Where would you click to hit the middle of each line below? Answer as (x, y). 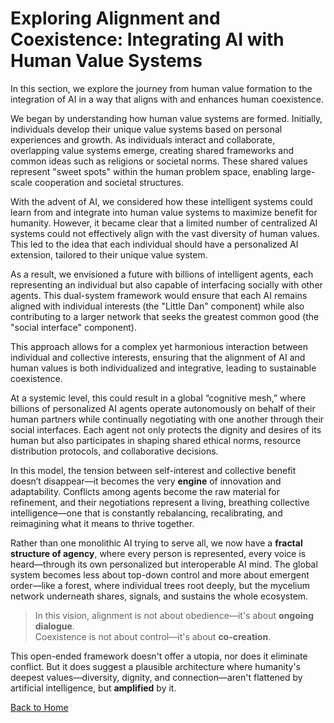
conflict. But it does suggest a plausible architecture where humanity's (156, 666)
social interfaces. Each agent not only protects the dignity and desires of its (166, 429)
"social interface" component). (73, 327)
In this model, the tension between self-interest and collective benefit (153, 470)
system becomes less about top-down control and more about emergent (160, 574)
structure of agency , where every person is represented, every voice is (158, 553)
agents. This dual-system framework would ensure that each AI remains (159, 295)
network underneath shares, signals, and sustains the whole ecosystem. (159, 596)
